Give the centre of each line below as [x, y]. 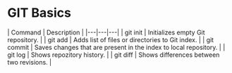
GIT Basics [39, 13]
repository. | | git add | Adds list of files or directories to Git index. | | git [110, 39]
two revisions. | [29, 62]
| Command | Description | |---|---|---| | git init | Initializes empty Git [106, 32]
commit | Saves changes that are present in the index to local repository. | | [116, 47]
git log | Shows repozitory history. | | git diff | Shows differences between [114, 55]
